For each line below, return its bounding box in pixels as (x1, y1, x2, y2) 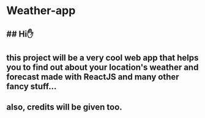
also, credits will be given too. (6, 102, 122, 112)
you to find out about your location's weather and (6, 62, 199, 72)
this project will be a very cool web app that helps (6, 53, 199, 63)
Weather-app (6, 4, 76, 18)
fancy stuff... (6, 81, 57, 92)
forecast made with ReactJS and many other (6, 72, 179, 82)
